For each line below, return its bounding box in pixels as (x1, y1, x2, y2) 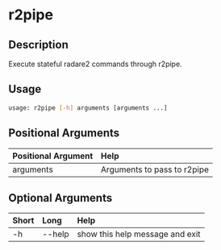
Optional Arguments (8, 191, 113, 205)
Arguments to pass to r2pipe (100, 164, 210, 175)
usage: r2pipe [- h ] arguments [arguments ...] (8, 103, 168, 112)
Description (8, 38, 69, 52)
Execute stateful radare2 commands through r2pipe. (8, 59, 183, 69)
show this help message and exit (77, 228, 201, 240)
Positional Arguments (8, 127, 120, 140)
